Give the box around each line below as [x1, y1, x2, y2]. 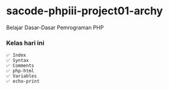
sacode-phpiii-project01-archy [6, 4, 163, 18]
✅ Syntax [6, 58, 29, 64]
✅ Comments [6, 63, 35, 69]
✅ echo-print [6, 79, 40, 85]
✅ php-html [6, 68, 35, 74]
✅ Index [6, 52, 27, 58]
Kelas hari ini [6, 39, 45, 47]
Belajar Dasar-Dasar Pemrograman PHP [6, 24, 104, 31]
